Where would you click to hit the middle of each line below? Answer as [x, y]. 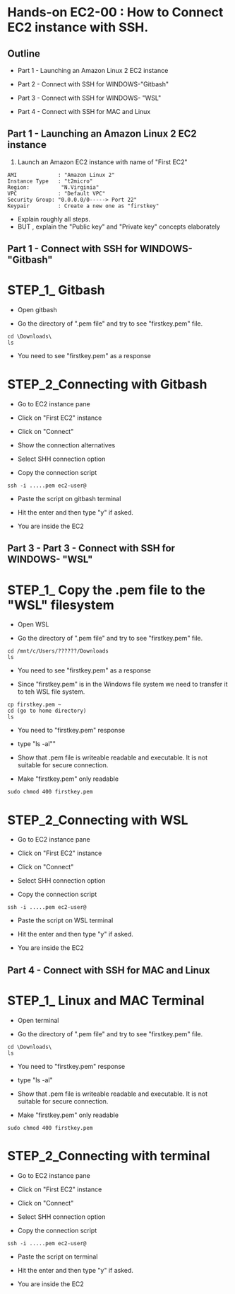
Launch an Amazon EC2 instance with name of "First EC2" [103, 162]
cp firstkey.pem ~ [34, 705]
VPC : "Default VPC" [56, 193]
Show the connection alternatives [66, 445]
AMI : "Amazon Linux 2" [61, 175]
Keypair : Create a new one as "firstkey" [83, 206]
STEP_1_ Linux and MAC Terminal [106, 1001]
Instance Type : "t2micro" [50, 181]
